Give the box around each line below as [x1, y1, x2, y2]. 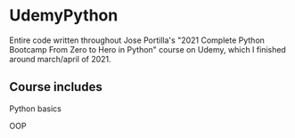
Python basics [9, 103, 62, 114]
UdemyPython [9, 5, 119, 26]
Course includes [9, 79, 102, 94]
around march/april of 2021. [9, 53, 111, 64]
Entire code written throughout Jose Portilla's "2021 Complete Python [9, 35, 266, 45]
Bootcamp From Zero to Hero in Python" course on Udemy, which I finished [9, 44, 287, 54]
